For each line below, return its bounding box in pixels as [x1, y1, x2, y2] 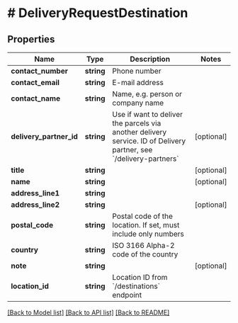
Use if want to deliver [112, 110, 183, 119]
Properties [7, 33, 55, 45]
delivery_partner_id [11, 132, 78, 141]
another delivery [112, 127, 167, 137]
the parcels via [112, 118, 161, 128]
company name [112, 98, 164, 108]
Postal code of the [112, 211, 174, 221]
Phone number [112, 66, 161, 76]
